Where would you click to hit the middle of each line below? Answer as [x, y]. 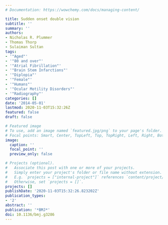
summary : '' [17, 28]
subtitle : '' [19, 24]
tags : [11, 51]
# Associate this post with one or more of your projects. [70, 168]
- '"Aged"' [16, 56]
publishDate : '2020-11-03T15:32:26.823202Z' [52, 191]
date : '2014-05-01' [25, 103]
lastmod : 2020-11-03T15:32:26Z [38, 108]
